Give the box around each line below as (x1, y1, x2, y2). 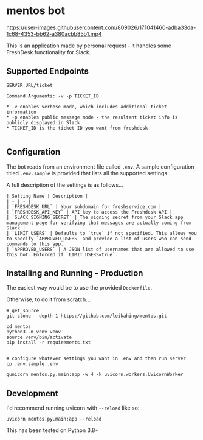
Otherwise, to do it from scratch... (6, 296, 91, 303)
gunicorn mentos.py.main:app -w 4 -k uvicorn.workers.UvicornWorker (6, 372, 184, 378)
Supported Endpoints (6, 66, 89, 77)
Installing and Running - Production (6, 268, 143, 278)
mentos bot (6, 4, 66, 18)
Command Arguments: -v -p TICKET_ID (6, 93, 99, 99)
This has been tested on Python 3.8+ (6, 427, 99, 434)
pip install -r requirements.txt (6, 340, 91, 346)
